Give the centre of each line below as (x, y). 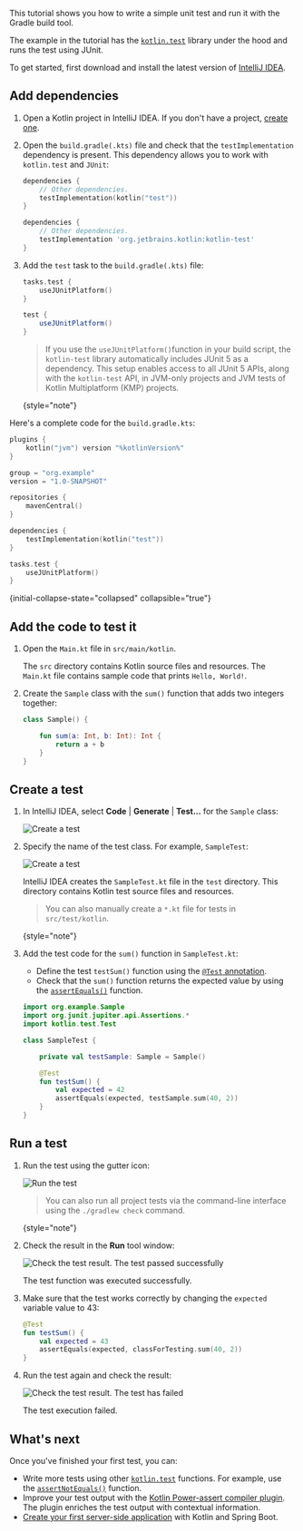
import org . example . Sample (73, 1007)
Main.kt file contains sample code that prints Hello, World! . (135, 676)
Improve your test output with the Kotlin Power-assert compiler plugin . (154, 1497)
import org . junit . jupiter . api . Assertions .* (106, 1016)
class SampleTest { (59, 1040)
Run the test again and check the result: (97, 1375)
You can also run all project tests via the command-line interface (166, 1200)
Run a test (39, 1143)
